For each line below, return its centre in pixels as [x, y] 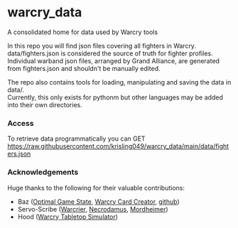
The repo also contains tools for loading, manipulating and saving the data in [119, 82]
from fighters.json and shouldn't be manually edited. [84, 68]
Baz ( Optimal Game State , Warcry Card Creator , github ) [98, 201]
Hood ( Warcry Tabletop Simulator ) [68, 217]
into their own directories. [45, 104]
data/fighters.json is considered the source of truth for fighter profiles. [110, 53]
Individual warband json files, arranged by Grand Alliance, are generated [114, 60]
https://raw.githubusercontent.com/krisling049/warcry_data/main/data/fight [118, 146]
